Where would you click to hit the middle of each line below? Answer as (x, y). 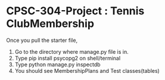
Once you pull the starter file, (42, 40)
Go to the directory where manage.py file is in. (72, 51)
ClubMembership (50, 24)
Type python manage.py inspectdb (57, 64)
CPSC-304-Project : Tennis (75, 11)
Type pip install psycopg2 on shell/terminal (68, 58)
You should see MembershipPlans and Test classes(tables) (87, 70)
